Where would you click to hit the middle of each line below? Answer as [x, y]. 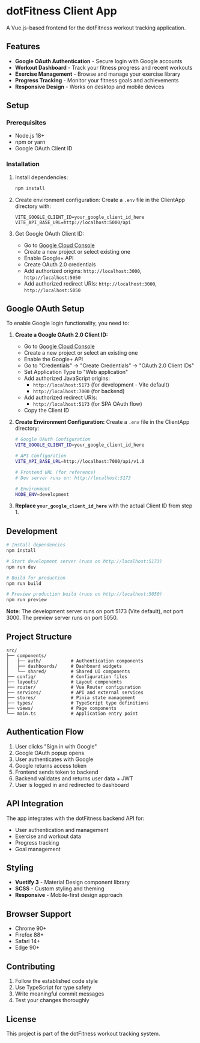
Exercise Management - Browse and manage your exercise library [98, 74]
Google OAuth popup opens [50, 753]
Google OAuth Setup [46, 309]
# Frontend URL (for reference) [55, 472]
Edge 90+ [27, 947]
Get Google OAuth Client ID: [50, 233]
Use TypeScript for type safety [53, 988]
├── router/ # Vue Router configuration [74, 687]
